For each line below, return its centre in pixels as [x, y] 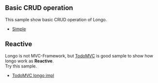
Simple [19, 29]
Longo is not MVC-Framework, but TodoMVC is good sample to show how [79, 55]
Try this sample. [21, 66]
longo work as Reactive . [30, 61]
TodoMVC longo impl [33, 75]
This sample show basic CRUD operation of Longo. [56, 19]
